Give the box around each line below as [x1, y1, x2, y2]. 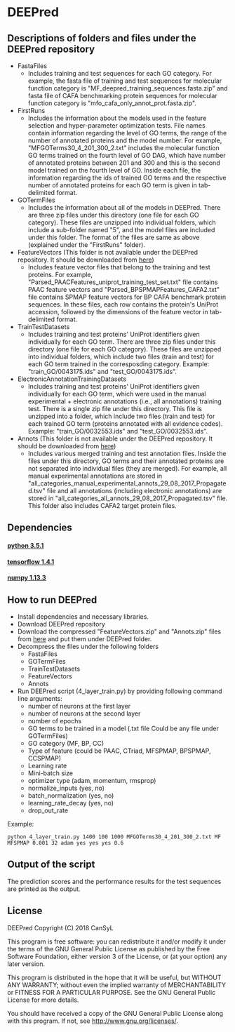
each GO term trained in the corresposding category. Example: [27, 360, 210, 368]
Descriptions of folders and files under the [7, 32, 196, 44]
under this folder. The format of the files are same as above [27, 233, 200, 241]
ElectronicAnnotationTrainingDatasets [17, 375, 126, 383]
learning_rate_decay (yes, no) [27, 798, 114, 807]
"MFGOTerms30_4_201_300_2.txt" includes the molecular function [27, 144, 220, 152]
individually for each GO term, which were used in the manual [27, 390, 206, 398]
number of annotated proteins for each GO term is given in [27, 181, 198, 189]
